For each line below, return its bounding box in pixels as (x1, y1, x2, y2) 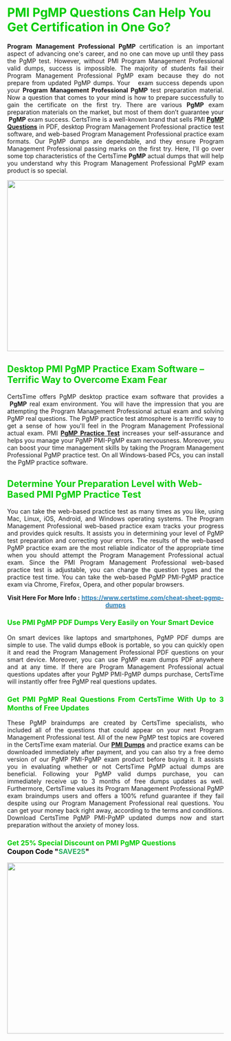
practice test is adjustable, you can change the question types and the (7, 565, 224, 573)
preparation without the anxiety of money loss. (7, 821, 140, 829)
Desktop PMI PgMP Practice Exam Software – (7, 363, 205, 375)
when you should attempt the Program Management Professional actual (7, 551, 224, 559)
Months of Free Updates (7, 703, 89, 712)
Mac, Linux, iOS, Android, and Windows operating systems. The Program (7, 514, 224, 523)
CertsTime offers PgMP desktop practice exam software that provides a (7, 392, 224, 400)
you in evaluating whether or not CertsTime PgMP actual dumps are (7, 763, 224, 771)
